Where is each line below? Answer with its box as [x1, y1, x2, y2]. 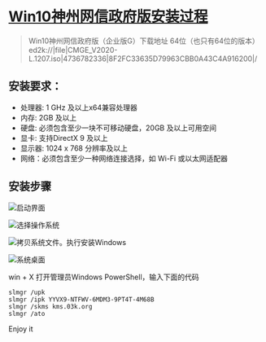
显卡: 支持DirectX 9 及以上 [20, 133, 108, 142]
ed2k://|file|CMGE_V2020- [28, 45, 118, 55]
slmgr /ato [8, 309, 46, 318]
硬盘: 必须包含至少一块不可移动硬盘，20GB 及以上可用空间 [20, 123, 217, 133]
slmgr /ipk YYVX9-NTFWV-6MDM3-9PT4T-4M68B [8, 295, 155, 304]
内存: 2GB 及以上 [20, 112, 77, 122]
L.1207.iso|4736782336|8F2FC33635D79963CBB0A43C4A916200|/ [28, 54, 258, 64]
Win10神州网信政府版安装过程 [8, 7, 208, 26]
